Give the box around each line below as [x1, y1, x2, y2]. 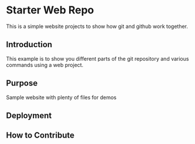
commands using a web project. [6, 61, 84, 68]
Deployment [6, 110, 52, 120]
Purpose [6, 78, 38, 88]
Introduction [6, 40, 53, 50]
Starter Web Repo [6, 3, 94, 17]
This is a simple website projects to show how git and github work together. [6, 23, 189, 30]
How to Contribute [6, 131, 75, 141]
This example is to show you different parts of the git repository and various [6, 55, 189, 62]
